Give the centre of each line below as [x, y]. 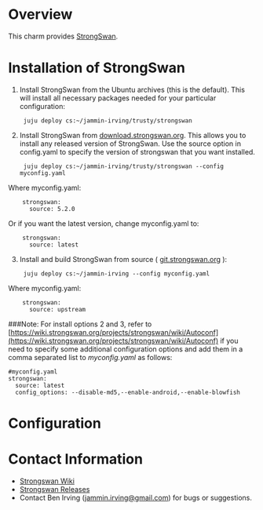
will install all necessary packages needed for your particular [118, 98]
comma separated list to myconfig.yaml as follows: [90, 357]
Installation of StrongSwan [97, 68]
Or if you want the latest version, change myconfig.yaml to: [104, 223]
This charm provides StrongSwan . [63, 36]
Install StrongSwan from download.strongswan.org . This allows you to [133, 135]
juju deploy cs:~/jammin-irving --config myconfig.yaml [117, 273]
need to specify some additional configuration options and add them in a [126, 349]
